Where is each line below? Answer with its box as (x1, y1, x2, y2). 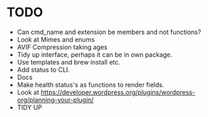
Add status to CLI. (16, 65, 71, 74)
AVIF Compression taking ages (16, 43, 108, 51)
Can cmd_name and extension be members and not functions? (16, 28, 202, 36)
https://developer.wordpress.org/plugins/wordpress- (41, 88, 196, 96)
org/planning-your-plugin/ (16, 95, 94, 104)
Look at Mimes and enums (16, 35, 95, 43)
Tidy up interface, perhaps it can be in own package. (16, 50, 172, 59)
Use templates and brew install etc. (16, 57, 120, 66)
